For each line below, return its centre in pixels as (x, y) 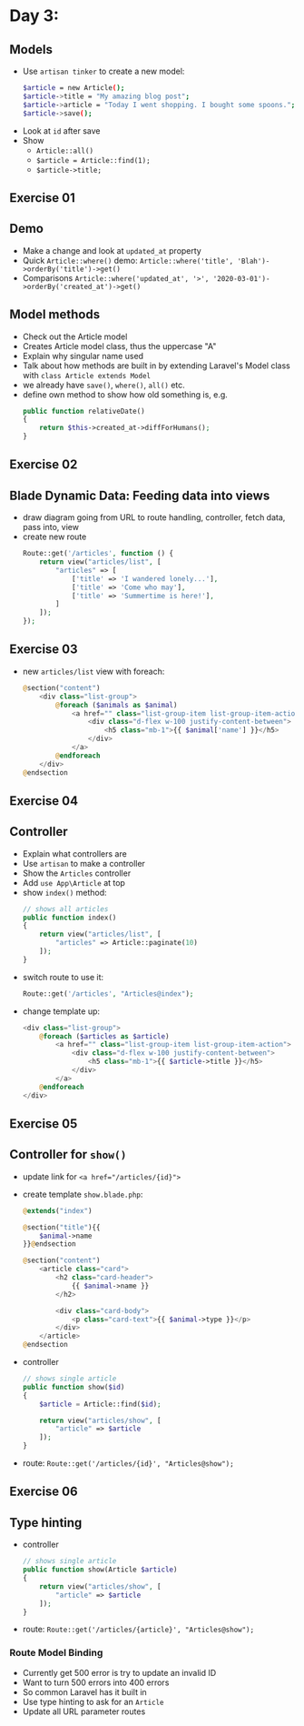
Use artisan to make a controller (83, 863)
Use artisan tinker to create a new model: (103, 71)
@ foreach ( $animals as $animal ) (117, 705)
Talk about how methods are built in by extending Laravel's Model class (156, 366)
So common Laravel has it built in (84, 1691)
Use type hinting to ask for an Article (93, 1701)
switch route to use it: (63, 977)
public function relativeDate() (83, 411)
